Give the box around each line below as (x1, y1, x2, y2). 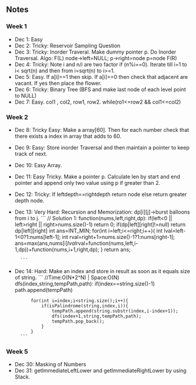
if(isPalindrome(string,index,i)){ (41, 303, 128, 308)
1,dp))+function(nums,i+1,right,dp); (14, 245, 99, 253)
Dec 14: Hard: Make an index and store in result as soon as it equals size (14, 267, 190, 274)
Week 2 (6, 113, 28, 121)
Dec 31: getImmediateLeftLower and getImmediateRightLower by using (14, 367, 187, 374)
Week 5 (6, 347, 28, 356)
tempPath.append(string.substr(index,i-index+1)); (52, 308, 178, 314)
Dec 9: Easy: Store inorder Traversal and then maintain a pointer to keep (14, 144, 190, 151)
